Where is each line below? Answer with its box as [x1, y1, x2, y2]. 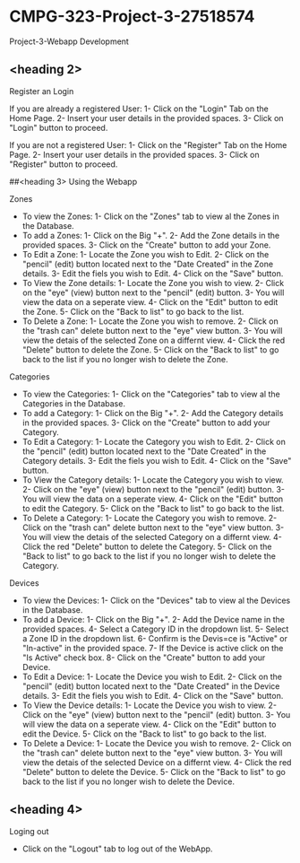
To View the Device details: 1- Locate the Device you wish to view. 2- [21, 700, 278, 710]
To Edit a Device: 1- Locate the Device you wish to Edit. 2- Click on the [21, 671, 282, 682]
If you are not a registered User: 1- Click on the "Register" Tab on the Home [9, 139, 287, 150]
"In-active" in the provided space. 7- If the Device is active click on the [21, 642, 284, 653]
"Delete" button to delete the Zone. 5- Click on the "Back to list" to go [21, 344, 279, 355]
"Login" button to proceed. [9, 122, 108, 133]
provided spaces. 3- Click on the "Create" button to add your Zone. [21, 240, 271, 250]
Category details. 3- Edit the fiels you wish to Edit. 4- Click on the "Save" [21, 455, 292, 466]
